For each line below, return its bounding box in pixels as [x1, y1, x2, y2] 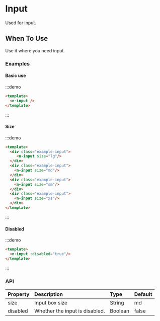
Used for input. [5, 20, 36, 26]
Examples [5, 60, 30, 67]
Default [134, 291, 152, 298]
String [110, 299, 124, 306]
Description [34, 291, 63, 298]
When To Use [5, 34, 48, 43]
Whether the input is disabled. [34, 307, 105, 314]
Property [8, 291, 30, 298]
